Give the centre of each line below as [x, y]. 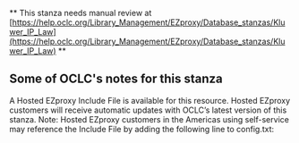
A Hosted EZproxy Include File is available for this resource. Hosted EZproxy [150, 100]
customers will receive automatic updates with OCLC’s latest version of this [148, 110]
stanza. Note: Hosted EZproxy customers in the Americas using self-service [149, 119]
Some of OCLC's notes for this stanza [116, 79]
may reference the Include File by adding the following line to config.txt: [142, 129]
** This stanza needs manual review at [81, 13]
